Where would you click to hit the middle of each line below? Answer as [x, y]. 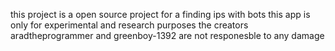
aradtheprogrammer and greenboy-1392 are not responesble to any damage [167, 35]
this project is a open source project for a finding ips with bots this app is [160, 14]
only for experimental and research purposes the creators [129, 25]
